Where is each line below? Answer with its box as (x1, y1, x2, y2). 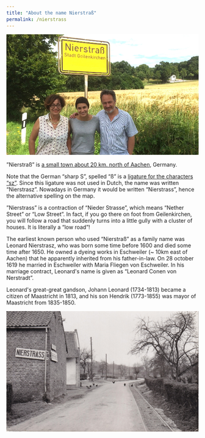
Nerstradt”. (6, 275, 34, 282)
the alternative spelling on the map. (6, 192, 95, 199)
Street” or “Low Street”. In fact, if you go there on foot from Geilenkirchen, (6, 210, 192, 218)
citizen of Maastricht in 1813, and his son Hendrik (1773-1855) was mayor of (6, 293, 196, 300)
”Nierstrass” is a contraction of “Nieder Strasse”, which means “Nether (6, 204, 184, 212)
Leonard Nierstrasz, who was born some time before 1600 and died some (6, 242, 192, 250)
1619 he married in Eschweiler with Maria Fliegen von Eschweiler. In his (6, 261, 185, 268)
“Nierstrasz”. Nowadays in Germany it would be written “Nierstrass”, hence (6, 186, 195, 193)
